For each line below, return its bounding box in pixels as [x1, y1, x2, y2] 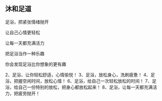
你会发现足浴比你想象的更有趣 [5, 61, 66, 67]
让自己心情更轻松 [5, 29, 40, 35]
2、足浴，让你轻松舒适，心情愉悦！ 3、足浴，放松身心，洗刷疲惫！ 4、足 [5, 72, 156, 78]
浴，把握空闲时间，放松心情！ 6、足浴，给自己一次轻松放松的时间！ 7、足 [5, 78, 157, 84]
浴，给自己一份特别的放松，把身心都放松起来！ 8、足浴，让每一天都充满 [5, 84, 153, 90]
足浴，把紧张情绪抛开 [5, 19, 49, 25]
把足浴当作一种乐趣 [5, 50, 45, 56]
